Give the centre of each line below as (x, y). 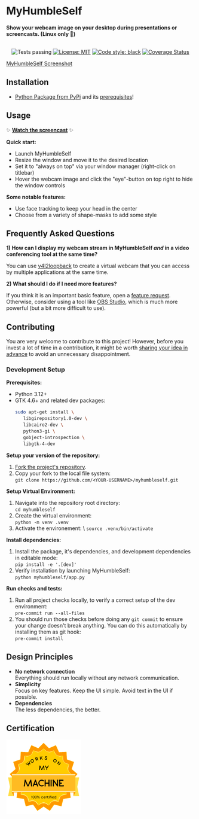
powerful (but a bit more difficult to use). (56, 308)
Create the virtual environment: (53, 515)
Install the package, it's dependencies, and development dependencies (103, 551)
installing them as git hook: (48, 632)
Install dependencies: (34, 540)
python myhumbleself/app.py (50, 577)
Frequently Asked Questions (61, 234)
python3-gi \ (39, 431)
